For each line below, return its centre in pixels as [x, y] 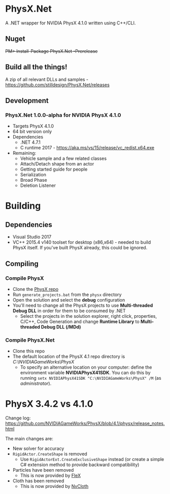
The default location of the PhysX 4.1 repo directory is [69, 356]
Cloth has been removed [38, 481]
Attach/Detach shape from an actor [57, 164]
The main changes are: [29, 439]
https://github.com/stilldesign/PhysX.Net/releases [58, 85]
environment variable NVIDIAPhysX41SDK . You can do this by [85, 373]
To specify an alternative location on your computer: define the [86, 367]
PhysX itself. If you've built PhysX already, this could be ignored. [80, 248]
